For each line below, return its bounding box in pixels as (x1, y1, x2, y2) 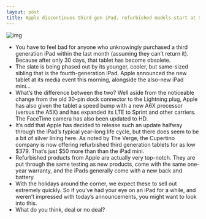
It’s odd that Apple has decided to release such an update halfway (15, 121, 183, 128)
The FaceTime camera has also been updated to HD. (15, 114, 148, 122)
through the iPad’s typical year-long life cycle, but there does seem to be (15, 128, 199, 135)
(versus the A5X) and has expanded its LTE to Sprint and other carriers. (15, 108, 196, 116)
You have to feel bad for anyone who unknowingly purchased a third (15, 43, 188, 51)
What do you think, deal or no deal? (15, 206, 105, 213)
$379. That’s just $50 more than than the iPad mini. (15, 147, 145, 155)
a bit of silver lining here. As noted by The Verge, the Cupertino (15, 134, 175, 141)
